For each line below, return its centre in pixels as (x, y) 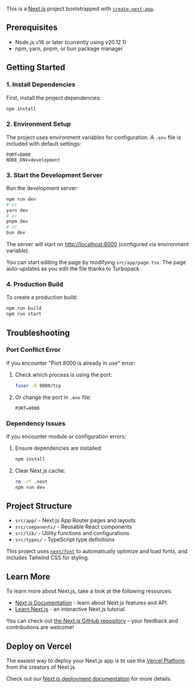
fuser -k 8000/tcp (38, 386)
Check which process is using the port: (63, 374)
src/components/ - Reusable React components (73, 527)
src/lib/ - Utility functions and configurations (72, 533)
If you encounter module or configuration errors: (66, 436)
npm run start (24, 314)
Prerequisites (32, 27)
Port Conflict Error (34, 350)
